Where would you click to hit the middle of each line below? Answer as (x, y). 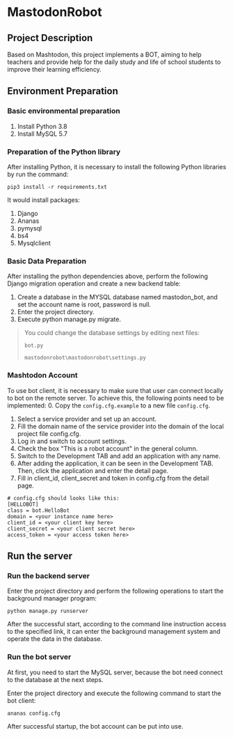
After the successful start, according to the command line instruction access (117, 624)
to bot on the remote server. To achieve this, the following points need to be (116, 398)
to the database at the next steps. (55, 679)
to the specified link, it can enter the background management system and (114, 632)
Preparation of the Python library (64, 152)
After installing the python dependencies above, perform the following (108, 277)
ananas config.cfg (34, 713)
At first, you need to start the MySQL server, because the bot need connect (115, 672)
